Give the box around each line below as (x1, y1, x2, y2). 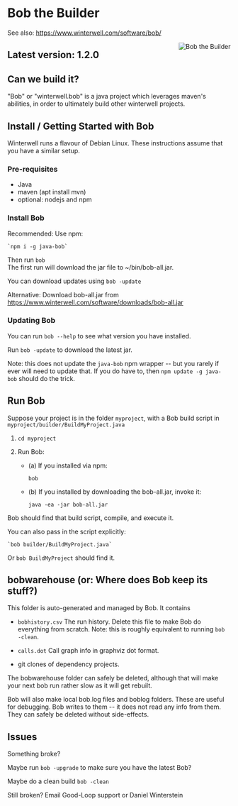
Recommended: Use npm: (7, 229, 84, 238)
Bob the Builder (7, 5, 100, 21)
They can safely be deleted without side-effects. (7, 710, 149, 719)
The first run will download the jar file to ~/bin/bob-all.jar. (7, 263, 174, 271)
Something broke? (7, 750, 61, 758)
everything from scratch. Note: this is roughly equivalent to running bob (17, 625, 225, 634)
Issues (7, 731, 38, 743)
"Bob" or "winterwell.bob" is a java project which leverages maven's (7, 92, 207, 101)
